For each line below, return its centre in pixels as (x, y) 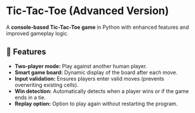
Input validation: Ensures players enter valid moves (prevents (89, 78)
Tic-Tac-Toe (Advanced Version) (88, 11)
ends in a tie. (30, 97)
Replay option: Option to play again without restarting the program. (96, 104)
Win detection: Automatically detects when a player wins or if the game (102, 91)
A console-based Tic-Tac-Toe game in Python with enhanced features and (97, 27)
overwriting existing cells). (46, 85)
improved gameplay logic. (37, 33)
